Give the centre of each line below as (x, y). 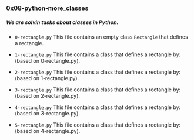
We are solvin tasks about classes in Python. (62, 22)
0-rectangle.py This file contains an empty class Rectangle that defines (101, 37)
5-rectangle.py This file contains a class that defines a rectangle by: (98, 125)
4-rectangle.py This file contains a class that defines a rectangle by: (98, 107)
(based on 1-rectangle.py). (47, 78)
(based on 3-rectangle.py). (47, 113)
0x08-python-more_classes (47, 8)
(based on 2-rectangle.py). (47, 95)
